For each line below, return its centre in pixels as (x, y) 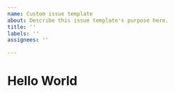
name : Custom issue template (50, 14)
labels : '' (23, 33)
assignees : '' (28, 40)
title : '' (22, 27)
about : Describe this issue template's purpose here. (88, 20)
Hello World (42, 81)
